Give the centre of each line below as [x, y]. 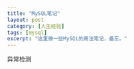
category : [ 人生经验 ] [36, 26]
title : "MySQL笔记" [34, 13]
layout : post [26, 20]
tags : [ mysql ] [27, 32]
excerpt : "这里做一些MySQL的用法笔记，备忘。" [67, 39]
